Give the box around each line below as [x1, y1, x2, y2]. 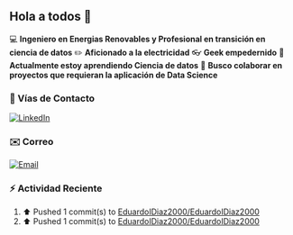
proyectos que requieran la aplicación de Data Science [9, 69, 218, 80]
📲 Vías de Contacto [9, 92, 96, 104]
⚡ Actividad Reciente [9, 182, 103, 194]
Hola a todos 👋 [9, 9, 92, 24]
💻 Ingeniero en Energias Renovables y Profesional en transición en [9, 33, 266, 44]
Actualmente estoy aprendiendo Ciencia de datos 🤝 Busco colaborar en [9, 59, 283, 70]
